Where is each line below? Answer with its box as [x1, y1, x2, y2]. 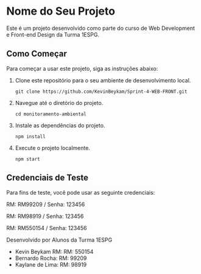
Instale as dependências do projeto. [15, 121, 105, 129]
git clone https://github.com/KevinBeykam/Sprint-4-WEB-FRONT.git [15, 88, 188, 95]
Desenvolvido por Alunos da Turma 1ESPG [6, 236, 113, 243]
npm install [15, 133, 46, 140]
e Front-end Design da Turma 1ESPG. [6, 31, 99, 38]
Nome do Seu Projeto [6, 4, 116, 18]
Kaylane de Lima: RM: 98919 [15, 261, 87, 268]
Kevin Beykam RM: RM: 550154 [15, 248, 94, 255]
